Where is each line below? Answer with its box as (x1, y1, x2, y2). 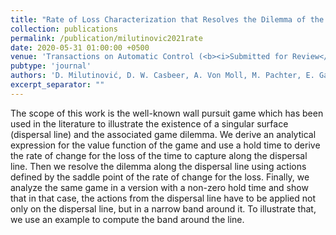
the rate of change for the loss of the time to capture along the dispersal (10, 149, 308, 161)
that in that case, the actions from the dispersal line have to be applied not (10, 192, 317, 204)
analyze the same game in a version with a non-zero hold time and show (10, 181, 309, 193)
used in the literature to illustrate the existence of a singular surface (10, 117, 289, 130)
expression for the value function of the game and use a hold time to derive (10, 139, 321, 151)
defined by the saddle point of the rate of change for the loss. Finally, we (10, 171, 310, 183)
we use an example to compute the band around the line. (10, 213, 245, 225)
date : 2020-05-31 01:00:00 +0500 (10, 42, 150, 53)
